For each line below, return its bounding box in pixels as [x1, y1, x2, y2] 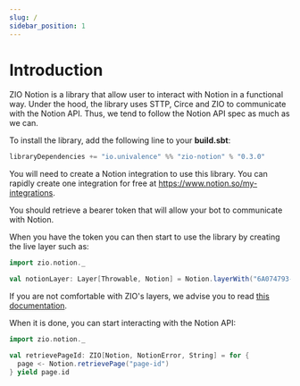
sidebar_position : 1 [9, 21, 87, 30]
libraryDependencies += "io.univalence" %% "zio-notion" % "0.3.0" [9, 153, 266, 162]
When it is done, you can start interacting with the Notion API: [9, 318, 237, 329]
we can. [9, 118, 38, 129]
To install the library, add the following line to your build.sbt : [9, 135, 231, 146]
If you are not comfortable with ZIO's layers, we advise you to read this [9, 291, 270, 302]
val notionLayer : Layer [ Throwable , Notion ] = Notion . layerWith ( [9, 274, 254, 284]
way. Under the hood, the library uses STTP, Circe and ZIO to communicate [9, 99, 287, 110]
